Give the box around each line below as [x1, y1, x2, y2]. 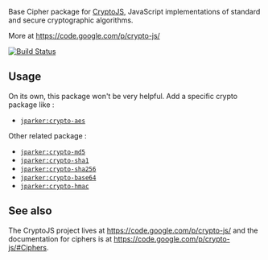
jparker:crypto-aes [19, 117, 86, 125]
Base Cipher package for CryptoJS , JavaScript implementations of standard [8, 7, 261, 16]
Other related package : [8, 130, 87, 140]
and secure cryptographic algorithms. [8, 15, 134, 25]
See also [8, 204, 52, 218]
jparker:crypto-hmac [19, 182, 89, 190]
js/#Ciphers [8, 242, 47, 252]
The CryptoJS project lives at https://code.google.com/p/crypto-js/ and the [8, 225, 258, 235]
